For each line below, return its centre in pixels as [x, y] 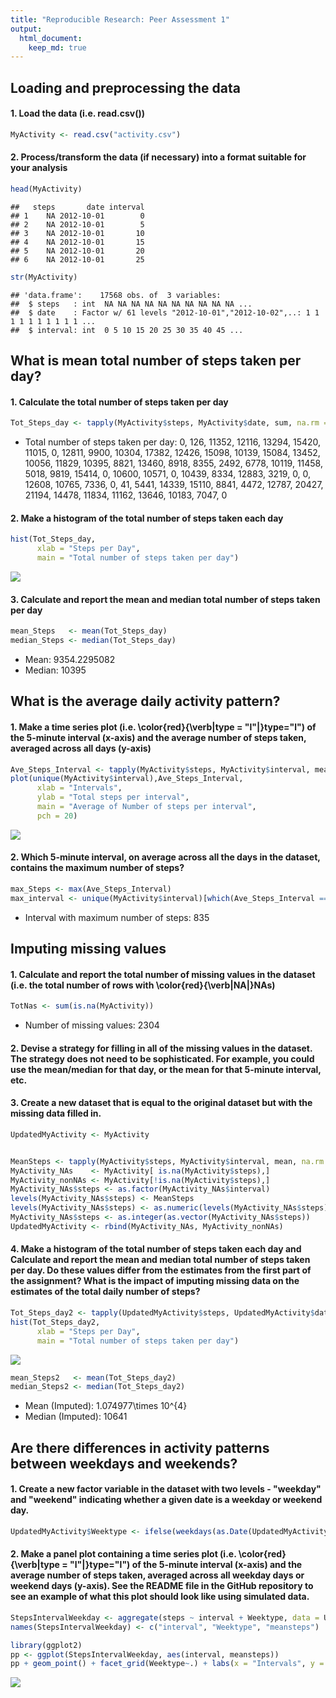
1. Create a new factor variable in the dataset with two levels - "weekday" [166, 1489]
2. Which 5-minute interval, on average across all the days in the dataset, [165, 857]
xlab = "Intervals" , [79, 788]
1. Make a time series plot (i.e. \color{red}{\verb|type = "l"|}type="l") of [163, 727]
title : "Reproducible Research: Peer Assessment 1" [120, 19]
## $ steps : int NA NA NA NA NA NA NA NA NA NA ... [131, 304]
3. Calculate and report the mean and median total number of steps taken [165, 599]
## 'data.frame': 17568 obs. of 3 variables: [116, 295]
